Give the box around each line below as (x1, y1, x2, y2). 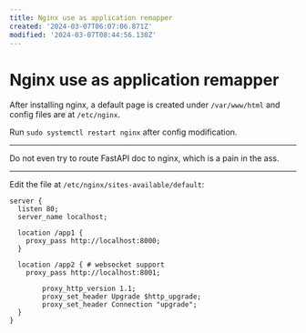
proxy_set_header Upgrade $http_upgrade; (42, 292, 202, 301)
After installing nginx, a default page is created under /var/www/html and (9, 99, 280, 110)
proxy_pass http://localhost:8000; (25, 237, 161, 246)
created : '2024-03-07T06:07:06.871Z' (9, 22, 153, 31)
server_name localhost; (17, 213, 107, 222)
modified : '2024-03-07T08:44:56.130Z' (9, 30, 157, 39)
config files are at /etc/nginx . (9, 109, 121, 120)
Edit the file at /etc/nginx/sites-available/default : (9, 179, 205, 190)
